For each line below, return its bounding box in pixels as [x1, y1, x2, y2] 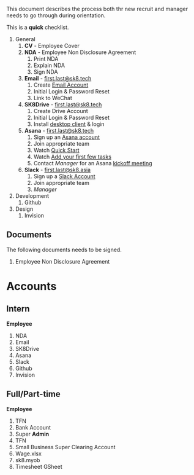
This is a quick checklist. [6, 24, 69, 31]
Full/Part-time [6, 389, 61, 399]
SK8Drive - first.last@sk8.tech [24, 101, 102, 108]
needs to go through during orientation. [6, 12, 106, 19]
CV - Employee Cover [24, 42, 80, 49]
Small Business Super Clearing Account [15, 443, 116, 450]
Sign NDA [33, 68, 58, 76]
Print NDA [33, 55, 59, 62]
